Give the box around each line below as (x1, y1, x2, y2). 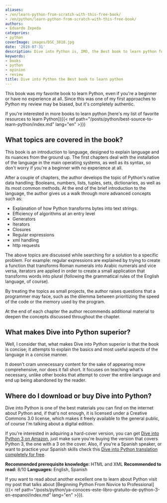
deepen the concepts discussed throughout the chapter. (5, 313, 121, 319)
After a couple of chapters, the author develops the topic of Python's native (5, 174, 160, 180)
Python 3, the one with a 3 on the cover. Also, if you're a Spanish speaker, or (5, 441, 162, 447)
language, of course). (5, 278, 49, 284)
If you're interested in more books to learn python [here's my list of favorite (5, 111, 159, 117)
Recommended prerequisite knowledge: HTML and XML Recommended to (5, 461, 162, 467)
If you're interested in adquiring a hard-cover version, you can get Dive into (5, 430, 160, 436)
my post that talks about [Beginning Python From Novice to (5, 482, 126, 488)
